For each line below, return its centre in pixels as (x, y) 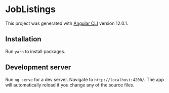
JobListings (30, 9)
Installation (23, 39)
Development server (38, 67)
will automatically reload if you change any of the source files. (70, 85)
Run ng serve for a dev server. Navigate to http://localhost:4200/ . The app (85, 79)
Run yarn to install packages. (35, 51)
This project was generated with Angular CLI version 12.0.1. (67, 23)
